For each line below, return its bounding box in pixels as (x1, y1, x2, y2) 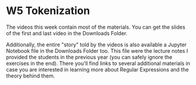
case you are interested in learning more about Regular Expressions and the (6, 66, 189, 73)
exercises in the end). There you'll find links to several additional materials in (6, 60, 190, 67)
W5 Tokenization (6, 4, 90, 18)
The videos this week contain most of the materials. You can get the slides (6, 23, 185, 30)
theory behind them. (6, 72, 56, 79)
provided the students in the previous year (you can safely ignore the (6, 53, 173, 60)
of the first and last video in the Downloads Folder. (6, 29, 128, 36)
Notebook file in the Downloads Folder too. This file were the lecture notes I (6, 47, 188, 54)
